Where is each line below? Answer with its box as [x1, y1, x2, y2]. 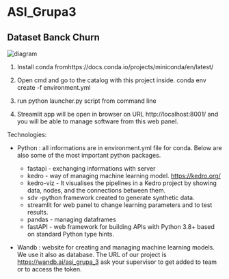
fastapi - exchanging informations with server [27, 165, 156, 172]
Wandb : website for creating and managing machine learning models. [16, 243, 215, 251]
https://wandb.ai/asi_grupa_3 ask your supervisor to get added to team [16, 258, 217, 266]
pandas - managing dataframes [27, 215, 116, 223]
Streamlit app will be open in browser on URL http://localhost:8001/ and [16, 110, 219, 118]
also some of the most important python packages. [16, 151, 161, 159]
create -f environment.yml [16, 84, 91, 91]
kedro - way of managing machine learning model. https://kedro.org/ [27, 172, 221, 180]
